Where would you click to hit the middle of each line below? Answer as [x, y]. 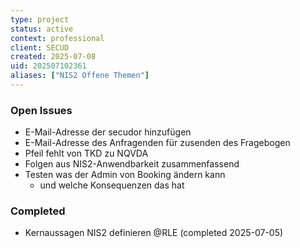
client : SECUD [40, 47]
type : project [40, 19]
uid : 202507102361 [48, 66]
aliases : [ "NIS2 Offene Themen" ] [80, 76]
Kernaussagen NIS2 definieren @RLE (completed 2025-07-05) [154, 233]
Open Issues [41, 110]
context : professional [57, 38]
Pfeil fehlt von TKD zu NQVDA [86, 153]
